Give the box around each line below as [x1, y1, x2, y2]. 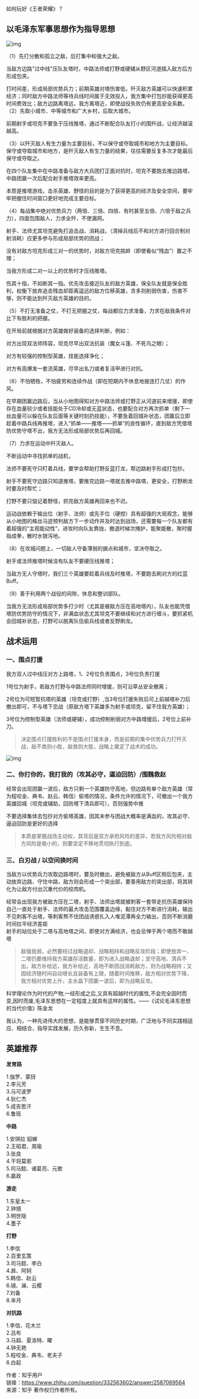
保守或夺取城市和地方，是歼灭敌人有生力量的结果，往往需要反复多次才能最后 [6, 147, 193, 154]
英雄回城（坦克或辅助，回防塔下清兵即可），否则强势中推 [6, 800, 144, 807]
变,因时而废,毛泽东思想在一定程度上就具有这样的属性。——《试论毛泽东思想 [6, 997, 191, 1005]
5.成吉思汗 [6, 1102, 31, 1109]
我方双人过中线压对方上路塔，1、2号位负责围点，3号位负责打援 [6, 670, 160, 677]
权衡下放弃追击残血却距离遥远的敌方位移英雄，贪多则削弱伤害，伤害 [16, 287, 182, 294]
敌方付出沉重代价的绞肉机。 [21, 885, 89, 893]
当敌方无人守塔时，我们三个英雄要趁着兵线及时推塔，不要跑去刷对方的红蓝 [6, 570, 188, 577]
